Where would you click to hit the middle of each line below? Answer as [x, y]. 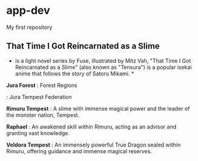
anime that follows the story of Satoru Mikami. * [74, 74]
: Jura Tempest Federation [39, 96]
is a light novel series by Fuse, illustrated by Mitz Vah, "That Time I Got [103, 60]
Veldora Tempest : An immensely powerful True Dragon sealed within [94, 145]
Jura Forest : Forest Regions [42, 85]
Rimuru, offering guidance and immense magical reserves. [79, 151]
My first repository [29, 27]
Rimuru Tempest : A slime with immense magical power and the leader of [98, 109]
